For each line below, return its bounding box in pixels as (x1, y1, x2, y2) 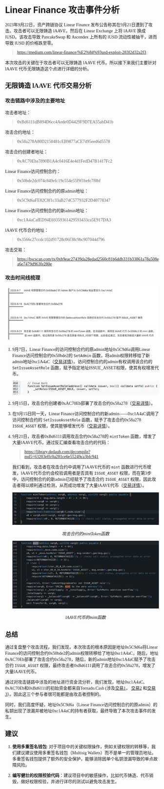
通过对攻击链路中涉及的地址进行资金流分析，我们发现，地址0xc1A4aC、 (5, 680, 147, 685)
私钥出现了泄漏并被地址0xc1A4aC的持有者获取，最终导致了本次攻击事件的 (5, 709, 152, 714)
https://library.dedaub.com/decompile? (24, 449, 90, 454)
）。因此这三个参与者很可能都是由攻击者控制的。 (7, 692, 103, 697)
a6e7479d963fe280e (17, 261, 52, 267)
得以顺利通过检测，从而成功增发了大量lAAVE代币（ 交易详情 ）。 (20, 483, 147, 488)
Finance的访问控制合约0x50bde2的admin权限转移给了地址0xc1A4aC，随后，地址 (5, 651, 159, 656)
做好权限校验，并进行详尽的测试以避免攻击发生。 (20, 779, 120, 784)
